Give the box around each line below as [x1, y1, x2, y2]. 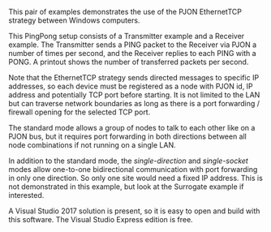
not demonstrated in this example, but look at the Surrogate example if [8, 182, 244, 191]
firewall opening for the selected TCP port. [8, 107, 151, 117]
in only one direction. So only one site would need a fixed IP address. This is [8, 174, 264, 183]
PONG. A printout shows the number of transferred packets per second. [8, 57, 249, 67]
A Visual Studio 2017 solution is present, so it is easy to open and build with [8, 206, 260, 216]
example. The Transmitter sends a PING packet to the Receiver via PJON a [8, 40, 257, 49]
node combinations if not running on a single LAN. [8, 140, 176, 149]
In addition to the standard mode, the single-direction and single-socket [8, 156, 249, 165]
